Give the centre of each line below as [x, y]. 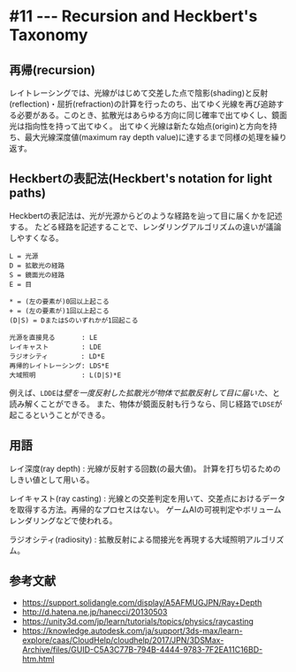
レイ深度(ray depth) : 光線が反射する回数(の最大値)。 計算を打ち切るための [145, 468]
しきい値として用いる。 [52, 479]
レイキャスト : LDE [55, 347]
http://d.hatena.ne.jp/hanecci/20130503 [95, 612]
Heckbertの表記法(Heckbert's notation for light [140, 179]
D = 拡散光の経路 [37, 266]
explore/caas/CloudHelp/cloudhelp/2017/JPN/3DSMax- [123, 640]
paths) [28, 193]
